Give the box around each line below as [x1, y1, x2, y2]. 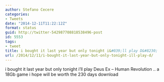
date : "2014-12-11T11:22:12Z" [5, 21, 68, 26]
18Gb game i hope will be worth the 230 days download [5, 72, 119, 78]
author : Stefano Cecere [5, 7, 54, 12]
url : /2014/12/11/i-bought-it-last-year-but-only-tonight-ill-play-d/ [5, 53, 154, 58]
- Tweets [5, 16, 23, 21]
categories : [5, 12, 30, 17]
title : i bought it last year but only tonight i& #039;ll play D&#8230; [5, 48, 158, 53]
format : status [5, 26, 37, 30]
